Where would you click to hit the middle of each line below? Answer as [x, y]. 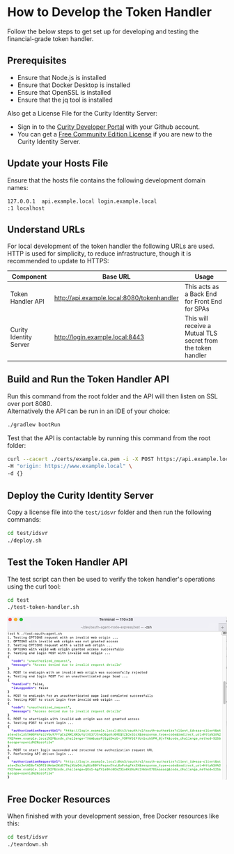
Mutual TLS [201, 333]
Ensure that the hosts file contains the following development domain [106, 180]
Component [29, 277]
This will [196, 318]
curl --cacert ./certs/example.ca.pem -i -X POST [81, 459]
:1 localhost [26, 208]
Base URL [116, 277]
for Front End [203, 302]
